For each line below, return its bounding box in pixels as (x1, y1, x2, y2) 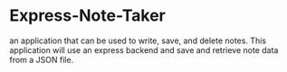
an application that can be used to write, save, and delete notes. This (9, 35, 267, 46)
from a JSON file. (9, 54, 74, 65)
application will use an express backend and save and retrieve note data (9, 44, 279, 55)
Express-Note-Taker (9, 5, 166, 26)
